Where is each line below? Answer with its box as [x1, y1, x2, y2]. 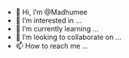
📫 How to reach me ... [15, 42, 88, 50]
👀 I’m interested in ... [15, 16, 82, 25]
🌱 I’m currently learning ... [15, 24, 99, 33]
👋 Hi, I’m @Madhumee [15, 8, 88, 16]
